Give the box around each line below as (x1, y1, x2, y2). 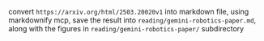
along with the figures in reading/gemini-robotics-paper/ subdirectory (8, 24, 245, 33)
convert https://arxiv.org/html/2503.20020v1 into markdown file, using (8, 7, 249, 16)
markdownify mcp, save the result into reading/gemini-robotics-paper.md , (8, 15, 257, 25)
